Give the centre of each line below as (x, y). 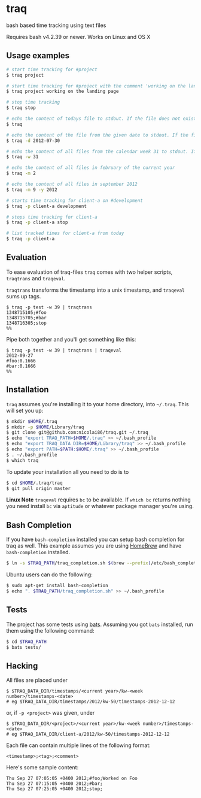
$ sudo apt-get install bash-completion (57, 586)
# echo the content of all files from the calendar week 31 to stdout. (97, 152)
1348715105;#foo (26, 312)
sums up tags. (24, 296)
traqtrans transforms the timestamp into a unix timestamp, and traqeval (95, 290)
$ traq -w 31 (22, 157)
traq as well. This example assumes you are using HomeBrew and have (94, 546)
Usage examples (38, 56)
